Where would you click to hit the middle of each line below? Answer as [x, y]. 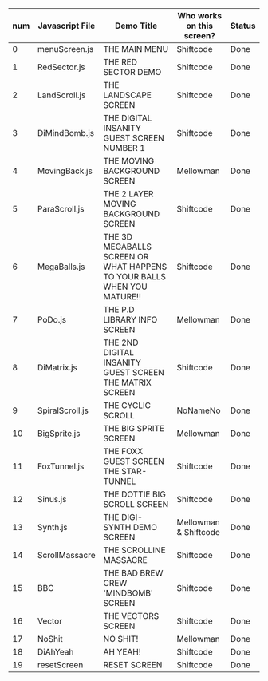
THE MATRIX [127, 382]
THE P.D [119, 309]
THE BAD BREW [133, 573]
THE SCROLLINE [134, 550]
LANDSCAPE [127, 95]
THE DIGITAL [128, 118]
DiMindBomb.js [66, 133]
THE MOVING [129, 161]
